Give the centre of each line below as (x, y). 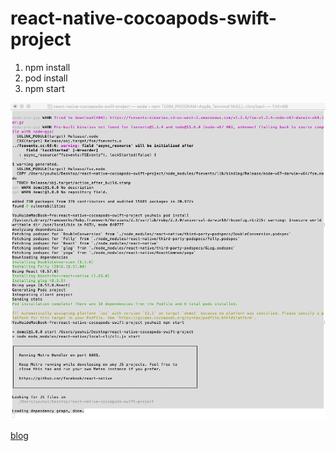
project (41, 39)
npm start (44, 88)
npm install (47, 67)
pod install (46, 78)
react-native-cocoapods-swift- (143, 18)
